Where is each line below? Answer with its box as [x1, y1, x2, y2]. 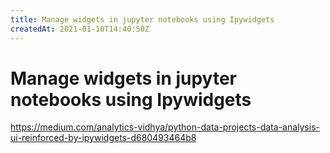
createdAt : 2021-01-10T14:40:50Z [10, 24, 150, 34]
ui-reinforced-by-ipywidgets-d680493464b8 [10, 132, 197, 144]
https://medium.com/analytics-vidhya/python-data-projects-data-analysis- [10, 121, 320, 133]
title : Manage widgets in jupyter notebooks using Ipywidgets [10, 14, 275, 25]
